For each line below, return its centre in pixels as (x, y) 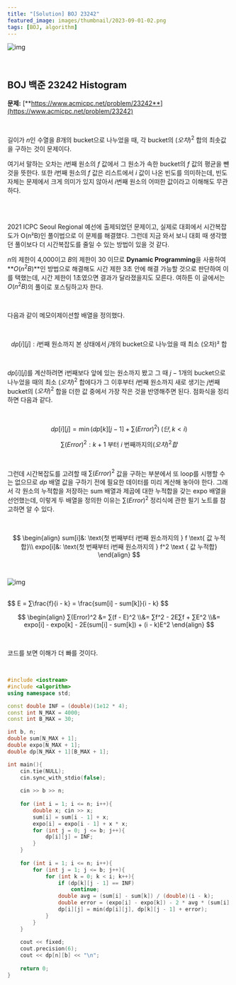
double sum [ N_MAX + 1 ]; (43, 739)
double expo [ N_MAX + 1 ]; (44, 745)
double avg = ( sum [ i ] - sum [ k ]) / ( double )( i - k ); (136, 896)
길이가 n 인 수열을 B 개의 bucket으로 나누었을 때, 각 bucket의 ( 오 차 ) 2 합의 (107, 139)
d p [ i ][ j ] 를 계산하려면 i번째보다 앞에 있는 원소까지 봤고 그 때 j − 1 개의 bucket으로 (117, 373)
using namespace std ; (39, 693)
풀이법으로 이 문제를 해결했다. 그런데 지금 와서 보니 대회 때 (128, 235)
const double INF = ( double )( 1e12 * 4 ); (68, 706)
